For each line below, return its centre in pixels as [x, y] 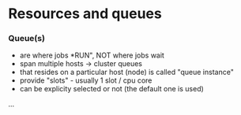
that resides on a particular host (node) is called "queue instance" [127, 72]
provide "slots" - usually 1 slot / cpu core [86, 80]
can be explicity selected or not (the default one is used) [111, 89]
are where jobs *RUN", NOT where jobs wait [92, 55]
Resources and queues [85, 14]
